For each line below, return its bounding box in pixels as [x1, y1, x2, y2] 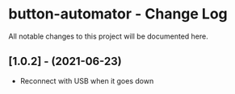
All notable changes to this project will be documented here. [8, 31, 208, 41]
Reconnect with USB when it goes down [19, 76, 154, 85]
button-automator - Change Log [8, 5, 228, 23]
